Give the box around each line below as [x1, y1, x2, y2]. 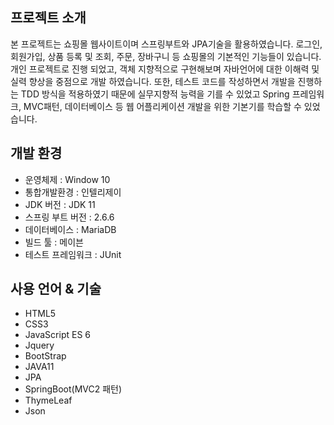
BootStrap [24, 350, 67, 362]
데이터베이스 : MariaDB [24, 223, 117, 235]
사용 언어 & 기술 [10, 281, 102, 298]
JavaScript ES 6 [24, 329, 91, 341]
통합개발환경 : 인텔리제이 [24, 186, 122, 198]
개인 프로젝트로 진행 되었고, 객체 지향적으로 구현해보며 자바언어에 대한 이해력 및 [10, 63, 320, 75]
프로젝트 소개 [10, 9, 87, 27]
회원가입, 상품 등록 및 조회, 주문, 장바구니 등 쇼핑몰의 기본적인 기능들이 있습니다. [10, 50, 322, 62]
